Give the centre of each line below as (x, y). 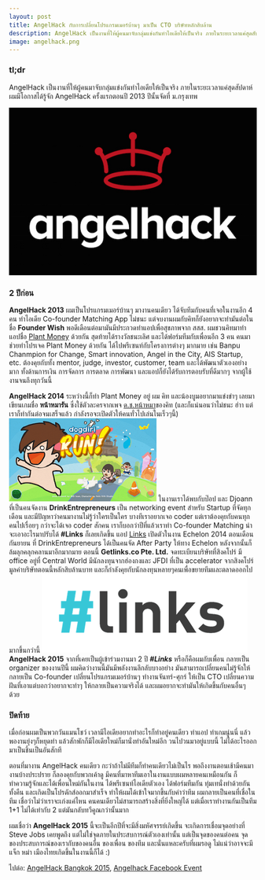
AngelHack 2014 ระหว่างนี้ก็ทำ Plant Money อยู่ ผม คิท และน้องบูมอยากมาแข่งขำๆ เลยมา (132, 396)
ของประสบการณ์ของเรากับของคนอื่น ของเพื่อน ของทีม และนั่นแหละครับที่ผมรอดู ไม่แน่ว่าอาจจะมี (131, 843)
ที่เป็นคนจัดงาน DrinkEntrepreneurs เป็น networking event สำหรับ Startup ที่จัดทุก (130, 507)
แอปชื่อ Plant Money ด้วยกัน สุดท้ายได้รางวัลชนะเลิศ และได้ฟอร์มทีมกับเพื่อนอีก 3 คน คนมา (130, 336)
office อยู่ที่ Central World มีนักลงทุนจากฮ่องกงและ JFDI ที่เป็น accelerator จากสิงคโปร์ (131, 560)
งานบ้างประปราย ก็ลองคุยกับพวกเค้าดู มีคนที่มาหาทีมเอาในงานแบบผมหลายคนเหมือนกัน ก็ (123, 775)
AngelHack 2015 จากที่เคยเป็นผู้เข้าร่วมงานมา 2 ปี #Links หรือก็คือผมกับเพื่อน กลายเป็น (129, 659)
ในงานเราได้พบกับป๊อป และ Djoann (205, 499)
